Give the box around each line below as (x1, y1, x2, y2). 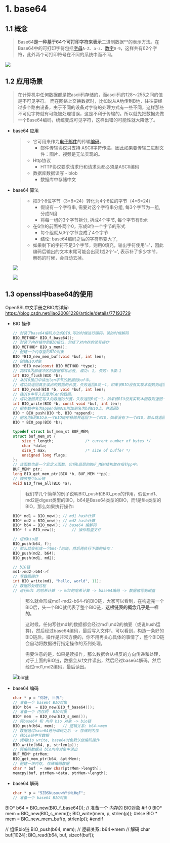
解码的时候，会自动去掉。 (32, 255, 87, 261)
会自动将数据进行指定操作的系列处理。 (25, 640, 105, 646)
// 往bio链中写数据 (12, 733, 50, 738)
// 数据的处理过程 (12, 583, 47, 588)
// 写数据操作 (12, 574, 39, 579)
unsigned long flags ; (22, 452, 67, 458)
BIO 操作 (12, 320, 31, 326)
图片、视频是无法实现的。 (49, 151, 103, 157)
